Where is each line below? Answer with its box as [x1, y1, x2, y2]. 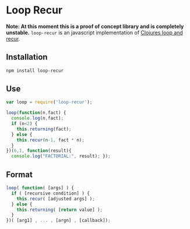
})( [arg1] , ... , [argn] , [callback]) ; [6, 217, 111, 224]
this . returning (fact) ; [16, 126, 72, 132]
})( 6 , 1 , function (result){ [6, 148, 72, 154]
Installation [6, 52, 48, 62]
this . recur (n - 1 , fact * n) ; [16, 137, 85, 143]
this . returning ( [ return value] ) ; [16, 207, 103, 213]
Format [6, 169, 33, 179]
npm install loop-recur [6, 68, 64, 74]
